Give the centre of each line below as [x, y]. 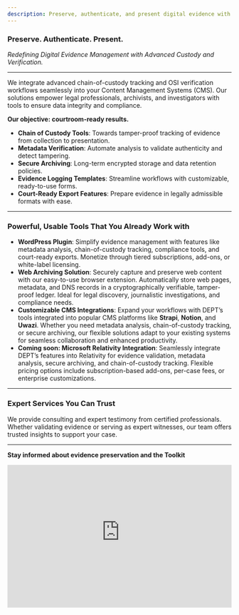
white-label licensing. [49, 265]
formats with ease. [45, 201]
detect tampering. [44, 156]
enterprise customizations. [57, 378]
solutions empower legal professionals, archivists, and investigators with [113, 98]
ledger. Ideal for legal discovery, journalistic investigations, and [128, 295]
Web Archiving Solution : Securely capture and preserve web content [119, 273]
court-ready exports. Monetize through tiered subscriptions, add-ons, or [124, 257]
